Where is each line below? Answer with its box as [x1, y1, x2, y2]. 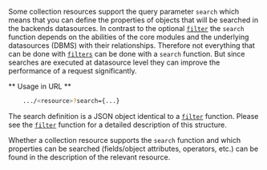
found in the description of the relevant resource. [8, 152, 171, 162]
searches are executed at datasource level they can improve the [8, 57, 220, 67]
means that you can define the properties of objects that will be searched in [8, 15, 259, 25]
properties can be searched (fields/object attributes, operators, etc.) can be [8, 144, 259, 153]
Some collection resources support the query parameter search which [8, 7, 240, 16]
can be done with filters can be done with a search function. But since [8, 49, 245, 58]
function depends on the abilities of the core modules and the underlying [8, 32, 249, 42]
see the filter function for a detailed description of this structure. [8, 120, 227, 129]
